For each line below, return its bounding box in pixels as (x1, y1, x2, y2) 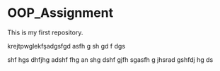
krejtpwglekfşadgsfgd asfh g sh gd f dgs (7, 41, 126, 50)
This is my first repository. (7, 28, 83, 37)
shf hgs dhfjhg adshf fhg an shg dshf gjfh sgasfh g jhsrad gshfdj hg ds (7, 55, 214, 64)
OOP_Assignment (7, 5, 114, 21)
